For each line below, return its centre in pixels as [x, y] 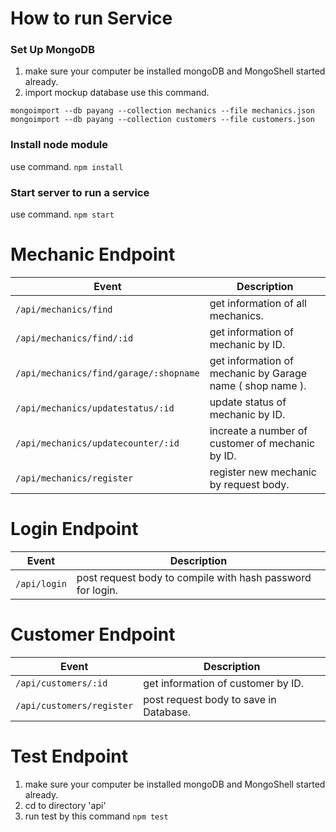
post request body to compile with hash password [194, 577]
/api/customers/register [74, 705]
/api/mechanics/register [74, 478]
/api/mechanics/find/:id [74, 338]
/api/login [41, 583]
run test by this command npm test [96, 816]
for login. [97, 590]
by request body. [249, 485]
